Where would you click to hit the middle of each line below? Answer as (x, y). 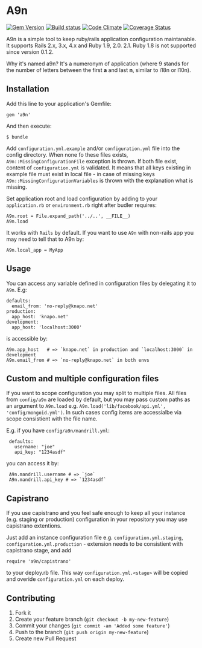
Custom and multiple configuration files (83, 378)
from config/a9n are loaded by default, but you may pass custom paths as (98, 399)
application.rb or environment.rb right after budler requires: (81, 205)
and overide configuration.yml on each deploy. (65, 579)
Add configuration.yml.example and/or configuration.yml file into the (93, 148)
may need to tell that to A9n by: (45, 239)
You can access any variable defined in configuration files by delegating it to (101, 283)
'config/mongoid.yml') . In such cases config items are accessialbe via (94, 413)
